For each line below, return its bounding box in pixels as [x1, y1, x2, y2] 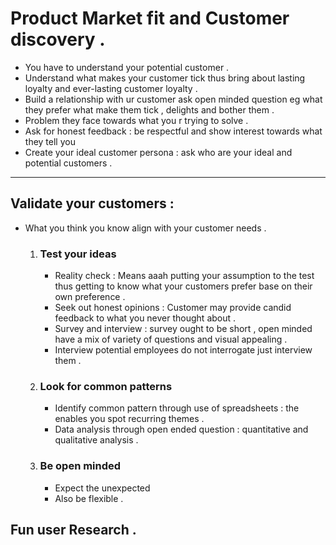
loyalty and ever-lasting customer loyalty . [24, 82, 198, 94]
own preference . [54, 291, 126, 303]
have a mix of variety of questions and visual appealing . [54, 333, 288, 346]
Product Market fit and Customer [10, 7, 290, 30]
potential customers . [24, 157, 113, 169]
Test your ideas [39, 247, 117, 261]
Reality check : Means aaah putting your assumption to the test [54, 270, 315, 282]
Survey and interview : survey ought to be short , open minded [54, 323, 313, 335]
